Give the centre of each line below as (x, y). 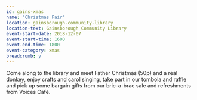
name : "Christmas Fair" (36, 17)
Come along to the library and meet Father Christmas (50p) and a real (92, 73)
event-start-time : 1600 (36, 39)
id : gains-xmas (25, 12)
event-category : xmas (33, 51)
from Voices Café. (28, 92)
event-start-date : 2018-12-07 (44, 34)
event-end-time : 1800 (33, 45)
